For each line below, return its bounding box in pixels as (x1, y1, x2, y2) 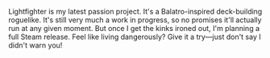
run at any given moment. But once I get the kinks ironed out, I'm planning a (8, 24, 260, 33)
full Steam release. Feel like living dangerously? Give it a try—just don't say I (8, 32, 261, 41)
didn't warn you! (8, 41, 63, 50)
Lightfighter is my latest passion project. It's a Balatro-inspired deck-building (8, 7, 263, 16)
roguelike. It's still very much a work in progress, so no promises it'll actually (8, 15, 262, 25)
